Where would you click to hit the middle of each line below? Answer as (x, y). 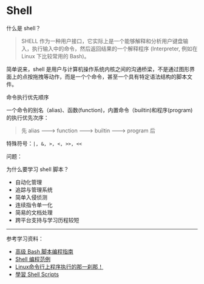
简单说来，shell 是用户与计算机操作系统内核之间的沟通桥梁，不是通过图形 (98, 69)
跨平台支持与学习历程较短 (47, 220)
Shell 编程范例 (32, 259)
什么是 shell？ (24, 28)
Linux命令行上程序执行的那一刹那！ (59, 266)
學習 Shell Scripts (37, 274)
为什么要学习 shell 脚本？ (38, 169)
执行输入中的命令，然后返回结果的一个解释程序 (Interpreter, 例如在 (115, 49)
